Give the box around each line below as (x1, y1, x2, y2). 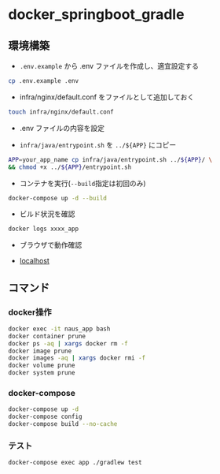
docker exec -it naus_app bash (8, 325, 111, 333)
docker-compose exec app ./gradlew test (8, 459, 143, 467)
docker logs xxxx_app (8, 225, 79, 233)
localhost (19, 256, 49, 266)
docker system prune (8, 369, 76, 377)
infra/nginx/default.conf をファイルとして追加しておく (19, 92, 195, 102)
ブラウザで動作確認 (19, 241, 82, 250)
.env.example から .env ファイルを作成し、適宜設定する (19, 62, 199, 70)
